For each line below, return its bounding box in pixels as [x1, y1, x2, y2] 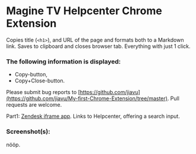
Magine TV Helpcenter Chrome [6, 4, 162, 18]
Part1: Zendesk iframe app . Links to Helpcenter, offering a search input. [6, 113, 181, 120]
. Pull [167, 95, 179, 102]
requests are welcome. [6, 101, 62, 108]
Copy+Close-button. [14, 77, 65, 84]
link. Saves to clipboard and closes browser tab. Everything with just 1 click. [6, 43, 191, 50]
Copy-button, [14, 71, 48, 78]
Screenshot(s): [6, 127, 50, 136]
